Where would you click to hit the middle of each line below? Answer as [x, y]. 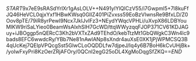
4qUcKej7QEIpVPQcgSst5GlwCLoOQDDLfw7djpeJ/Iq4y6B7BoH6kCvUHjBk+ [98, 45]
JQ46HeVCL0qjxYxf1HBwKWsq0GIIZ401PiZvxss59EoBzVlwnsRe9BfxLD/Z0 [97, 15]
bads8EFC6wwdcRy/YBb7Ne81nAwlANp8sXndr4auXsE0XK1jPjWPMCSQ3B [97, 39]
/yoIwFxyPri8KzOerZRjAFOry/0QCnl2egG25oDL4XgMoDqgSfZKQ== [89, 51]
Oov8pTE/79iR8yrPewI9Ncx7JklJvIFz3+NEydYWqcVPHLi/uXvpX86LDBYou [97, 21]
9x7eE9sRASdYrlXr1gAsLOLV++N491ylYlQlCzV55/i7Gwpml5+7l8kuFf [106, 8]
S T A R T [14, 8]
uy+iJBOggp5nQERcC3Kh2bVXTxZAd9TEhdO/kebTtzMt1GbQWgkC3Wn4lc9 [98, 33]
